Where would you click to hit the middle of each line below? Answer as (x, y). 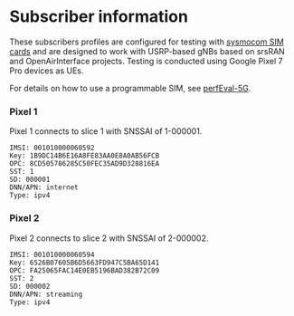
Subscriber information (99, 17)
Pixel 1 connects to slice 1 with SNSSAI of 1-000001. (106, 131)
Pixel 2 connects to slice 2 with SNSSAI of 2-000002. (109, 238)
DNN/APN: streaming (46, 294)
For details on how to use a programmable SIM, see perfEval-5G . (130, 88)
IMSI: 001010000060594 (52, 254)
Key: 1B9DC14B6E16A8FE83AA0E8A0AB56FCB (85, 156)
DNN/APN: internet (44, 187)
